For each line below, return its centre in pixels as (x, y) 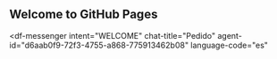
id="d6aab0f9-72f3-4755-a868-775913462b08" (99, 45)
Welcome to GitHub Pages (84, 15)
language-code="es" (229, 45)
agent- (230, 35)
